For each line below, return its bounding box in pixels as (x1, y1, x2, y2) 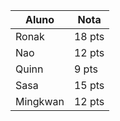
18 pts (73, 30, 105, 43)
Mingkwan (15, 95, 65, 108)
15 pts (73, 79, 105, 92)
